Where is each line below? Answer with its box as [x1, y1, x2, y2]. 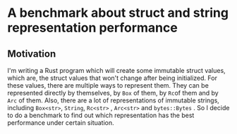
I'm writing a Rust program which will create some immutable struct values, [7, 67, 226, 74]
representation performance [7, 20, 178, 36]
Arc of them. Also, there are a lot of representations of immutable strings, [7, 96, 220, 105]
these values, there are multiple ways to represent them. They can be [7, 81, 209, 89]
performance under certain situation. [7, 119, 114, 127]
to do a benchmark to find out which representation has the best [7, 111, 195, 119]
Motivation [7, 48, 56, 60]
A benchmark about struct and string [7, 5, 229, 21]
